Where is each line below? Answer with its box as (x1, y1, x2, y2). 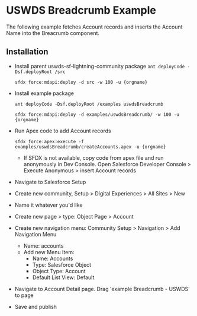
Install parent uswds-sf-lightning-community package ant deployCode (14, 62, 185, 69)
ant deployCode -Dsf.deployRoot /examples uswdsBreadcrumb (14, 101, 164, 107)
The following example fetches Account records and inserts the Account (6, 23, 183, 30)
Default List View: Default (32, 274, 95, 281)
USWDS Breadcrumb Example (6, 4, 157, 17)
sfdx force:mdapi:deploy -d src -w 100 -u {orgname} (14, 79, 148, 85)
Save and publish (14, 303, 57, 310)
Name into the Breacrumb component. (6, 29, 99, 36)
